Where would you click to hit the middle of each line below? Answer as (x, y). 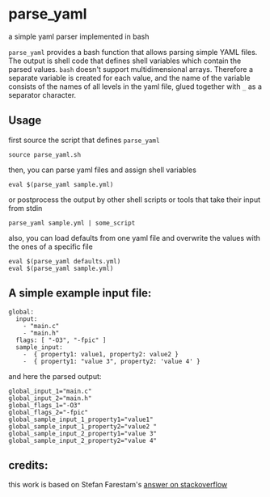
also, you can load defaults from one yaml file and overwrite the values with (134, 238)
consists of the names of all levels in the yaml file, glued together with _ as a (135, 86)
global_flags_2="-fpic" (49, 412)
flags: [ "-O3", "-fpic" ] (61, 340)
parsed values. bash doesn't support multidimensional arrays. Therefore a (131, 69)
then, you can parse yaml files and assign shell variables (102, 170)
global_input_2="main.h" (50, 398)
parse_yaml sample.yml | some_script (72, 223)
